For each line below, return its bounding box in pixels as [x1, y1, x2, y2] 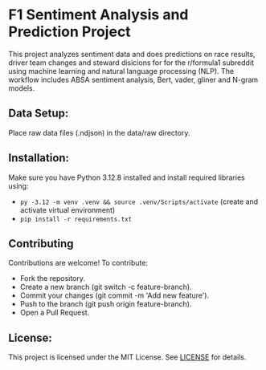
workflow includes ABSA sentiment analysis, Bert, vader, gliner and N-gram [8, 75, 259, 84]
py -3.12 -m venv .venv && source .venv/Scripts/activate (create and [19, 197, 259, 206]
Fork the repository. [19, 274, 86, 283]
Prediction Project [8, 22, 131, 41]
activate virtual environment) [19, 205, 116, 214]
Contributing [8, 237, 74, 250]
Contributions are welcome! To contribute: [8, 258, 149, 268]
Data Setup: [8, 107, 69, 120]
